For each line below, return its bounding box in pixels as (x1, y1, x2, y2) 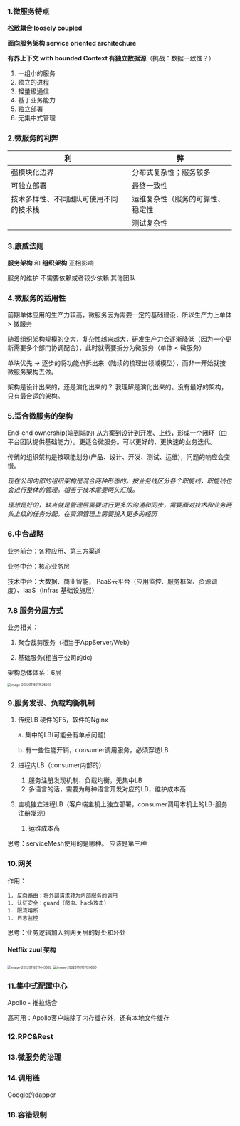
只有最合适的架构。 (7, 391, 64, 400)
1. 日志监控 (7, 915, 39, 922)
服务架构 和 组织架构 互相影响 (7, 258, 94, 267)
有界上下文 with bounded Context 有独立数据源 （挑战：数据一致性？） (7, 54, 215, 63)
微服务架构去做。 (7, 368, 58, 377)
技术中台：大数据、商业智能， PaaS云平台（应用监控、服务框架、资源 (7, 577, 212, 585)
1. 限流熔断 (7, 907, 39, 914)
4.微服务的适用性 (7, 293, 66, 303)
